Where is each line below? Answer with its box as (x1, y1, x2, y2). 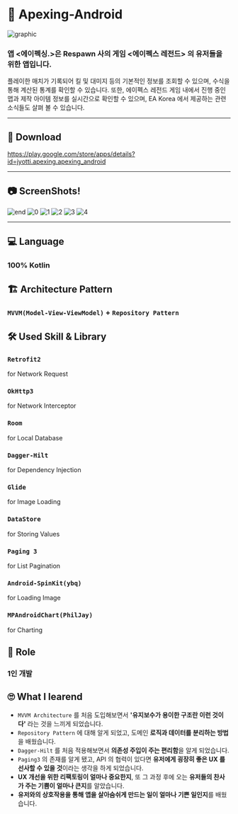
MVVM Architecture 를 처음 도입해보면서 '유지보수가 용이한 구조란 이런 (17, 711, 211, 719)
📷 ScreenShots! (7, 185, 81, 197)
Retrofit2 (7, 355, 41, 363)
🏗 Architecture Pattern (7, 283, 113, 295)
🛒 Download (7, 131, 62, 143)
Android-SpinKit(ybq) (7, 579, 82, 587)
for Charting (7, 626, 43, 634)
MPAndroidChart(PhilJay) (7, 612, 93, 619)
